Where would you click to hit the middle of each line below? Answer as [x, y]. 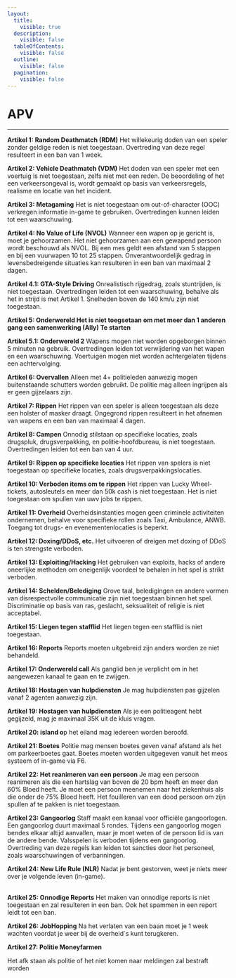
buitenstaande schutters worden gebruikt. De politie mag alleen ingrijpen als [118, 385]
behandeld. [24, 655]
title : [23, 20]
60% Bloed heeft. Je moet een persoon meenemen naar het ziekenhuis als [115, 790]
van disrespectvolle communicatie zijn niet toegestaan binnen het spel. [110, 598]
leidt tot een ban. [32, 913]
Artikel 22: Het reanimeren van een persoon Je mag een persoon [103, 775]
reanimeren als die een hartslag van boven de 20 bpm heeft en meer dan [113, 782]
